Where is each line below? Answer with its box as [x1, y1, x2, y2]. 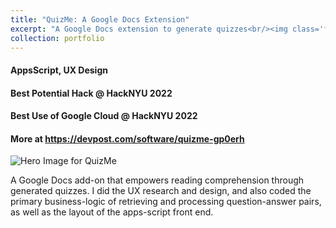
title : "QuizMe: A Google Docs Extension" [10, 14, 190, 25]
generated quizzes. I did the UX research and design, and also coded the [10, 185, 312, 197]
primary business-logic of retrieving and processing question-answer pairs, [10, 196, 322, 208]
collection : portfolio [10, 33, 105, 43]
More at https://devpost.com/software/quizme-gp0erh [10, 132, 245, 145]
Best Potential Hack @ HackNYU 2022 [10, 87, 173, 99]
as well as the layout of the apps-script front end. [10, 206, 214, 218]
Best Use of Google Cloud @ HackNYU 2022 [10, 110, 198, 122]
